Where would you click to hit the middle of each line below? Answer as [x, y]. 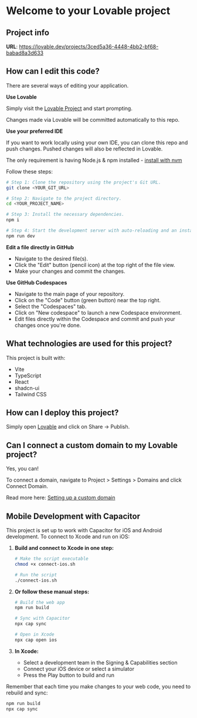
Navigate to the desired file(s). [51, 258]
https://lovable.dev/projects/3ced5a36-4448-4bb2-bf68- [89, 46]
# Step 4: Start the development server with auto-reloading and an [91, 231]
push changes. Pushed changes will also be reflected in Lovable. [84, 149]
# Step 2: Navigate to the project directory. [64, 198]
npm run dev [21, 236]
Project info [28, 33]
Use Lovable [21, 97]
